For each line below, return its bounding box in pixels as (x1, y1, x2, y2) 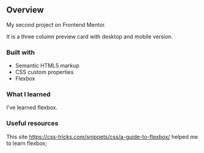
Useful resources (6, 119, 59, 127)
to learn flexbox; (6, 140, 47, 147)
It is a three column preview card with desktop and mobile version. (6, 33, 174, 40)
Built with (6, 48, 35, 57)
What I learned (6, 90, 51, 99)
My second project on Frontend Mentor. (6, 21, 107, 28)
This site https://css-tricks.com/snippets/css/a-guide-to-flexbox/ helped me (6, 133, 199, 140)
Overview (6, 5, 44, 15)
